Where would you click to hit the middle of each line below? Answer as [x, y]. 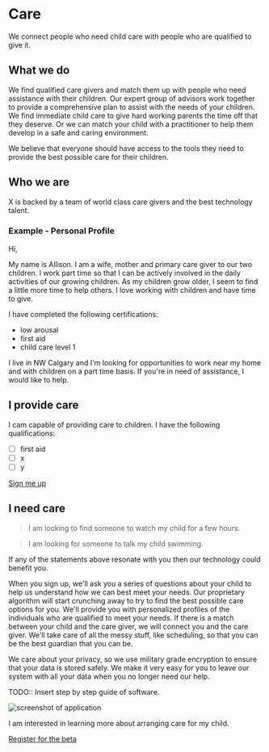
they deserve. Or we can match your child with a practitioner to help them [131, 124]
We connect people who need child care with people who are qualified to [130, 36]
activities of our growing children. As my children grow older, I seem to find [133, 281]
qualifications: [32, 433]
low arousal [39, 330]
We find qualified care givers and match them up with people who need [127, 90]
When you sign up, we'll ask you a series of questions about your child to [130, 583]
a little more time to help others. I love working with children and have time [132, 290]
